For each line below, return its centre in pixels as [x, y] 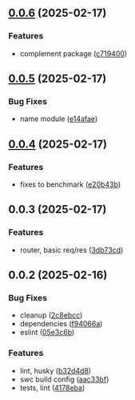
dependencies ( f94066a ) [61, 324]
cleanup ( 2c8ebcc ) [51, 315]
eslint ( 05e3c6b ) [47, 333]
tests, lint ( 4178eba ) [52, 387]
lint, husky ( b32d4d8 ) [56, 370]
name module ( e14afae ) [59, 119]
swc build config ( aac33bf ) [64, 379]
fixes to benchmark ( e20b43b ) [70, 184]
